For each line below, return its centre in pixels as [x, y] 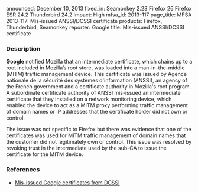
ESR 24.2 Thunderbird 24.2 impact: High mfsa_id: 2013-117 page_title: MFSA [99, 15]
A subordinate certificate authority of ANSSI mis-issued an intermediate [94, 93]
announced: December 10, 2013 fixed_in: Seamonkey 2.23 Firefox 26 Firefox [99, 9]
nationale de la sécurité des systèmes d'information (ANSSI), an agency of [97, 80]
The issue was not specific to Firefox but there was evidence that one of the [99, 130]
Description [23, 48]
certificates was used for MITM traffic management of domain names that [96, 135]
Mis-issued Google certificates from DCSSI [67, 183]
